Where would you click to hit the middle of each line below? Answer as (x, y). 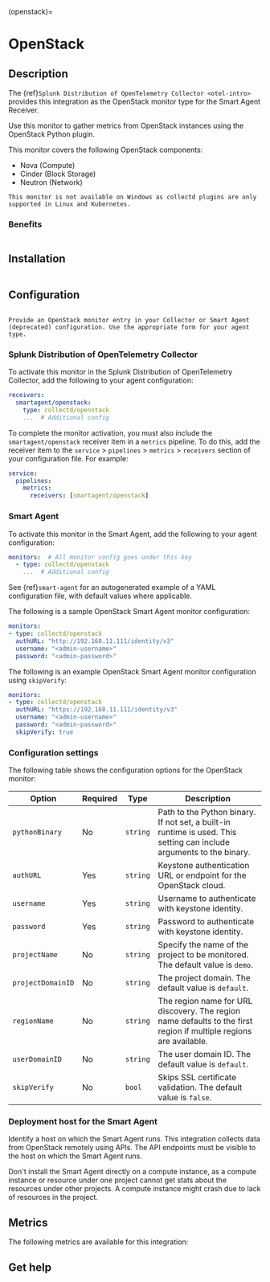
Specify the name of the (203, 945)
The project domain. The (204, 978)
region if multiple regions (205, 1031)
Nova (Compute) (47, 165)
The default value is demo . (205, 965)
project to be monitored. (203, 955)
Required (100, 799)
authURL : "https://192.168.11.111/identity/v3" (97, 710)
